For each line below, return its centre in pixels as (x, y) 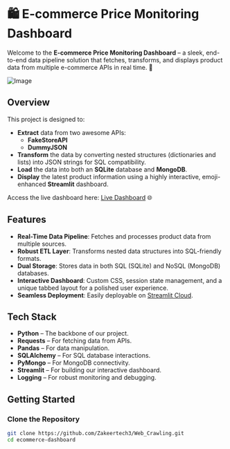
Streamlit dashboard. (78, 184)
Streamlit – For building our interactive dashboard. (89, 370)
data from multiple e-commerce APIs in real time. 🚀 (80, 67)
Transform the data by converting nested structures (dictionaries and (116, 154)
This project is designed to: (46, 119)
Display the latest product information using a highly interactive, (109, 176)
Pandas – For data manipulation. (63, 348)
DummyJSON (47, 147)
